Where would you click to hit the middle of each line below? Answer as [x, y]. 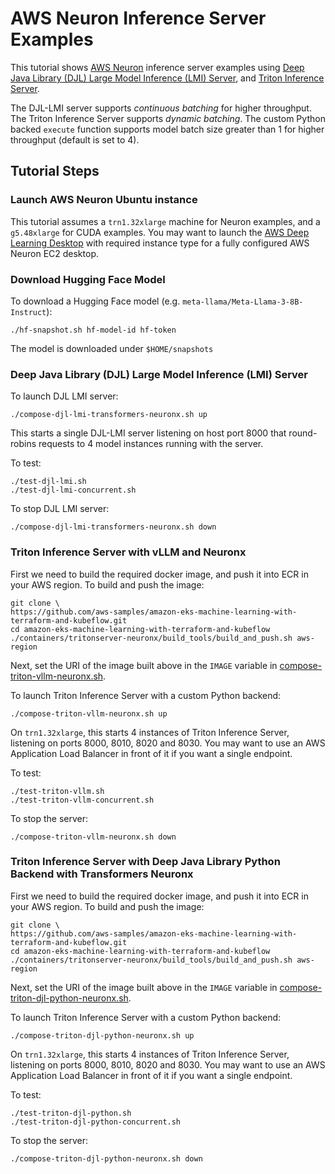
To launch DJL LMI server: [64, 396]
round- [303, 433]
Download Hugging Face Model [88, 279]
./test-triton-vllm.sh [57, 791]
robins [23, 444]
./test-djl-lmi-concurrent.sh [73, 490]
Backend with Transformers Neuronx [102, 874]
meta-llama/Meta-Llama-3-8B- [243, 302]
